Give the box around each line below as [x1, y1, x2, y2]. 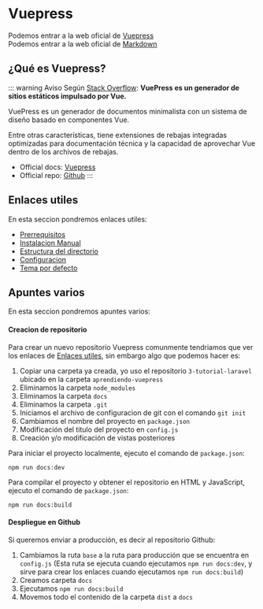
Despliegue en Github [8, 518, 81, 527]
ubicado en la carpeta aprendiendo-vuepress [19, 374, 164, 384]
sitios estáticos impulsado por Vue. [8, 91, 127, 101]
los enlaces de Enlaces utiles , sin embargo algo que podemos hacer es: [8, 351, 241, 360]
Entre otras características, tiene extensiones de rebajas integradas [8, 130, 227, 139]
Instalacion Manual [19, 238, 81, 247]
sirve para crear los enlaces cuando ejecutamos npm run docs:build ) [19, 566, 244, 576]
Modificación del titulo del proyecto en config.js [19, 425, 179, 434]
